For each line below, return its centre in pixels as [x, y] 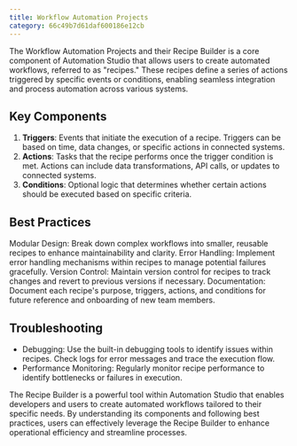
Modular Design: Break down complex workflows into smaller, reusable [139, 244]
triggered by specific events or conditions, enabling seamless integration [142, 79]
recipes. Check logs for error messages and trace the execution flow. [148, 358]
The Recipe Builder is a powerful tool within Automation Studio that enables [147, 395]
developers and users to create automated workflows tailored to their [136, 403]
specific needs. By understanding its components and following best [134, 413]
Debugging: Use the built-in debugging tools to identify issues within [147, 349]
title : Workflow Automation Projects [79, 17]
